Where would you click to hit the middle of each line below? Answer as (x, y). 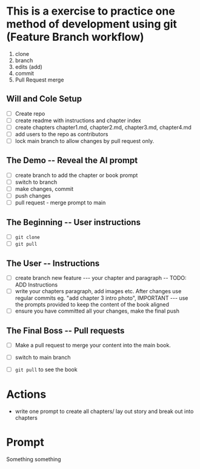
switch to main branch (43, 357)
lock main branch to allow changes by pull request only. (85, 141)
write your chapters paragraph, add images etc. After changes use (98, 291)
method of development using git (92, 24)
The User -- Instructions (53, 263)
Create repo (30, 113)
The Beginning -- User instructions (74, 222)
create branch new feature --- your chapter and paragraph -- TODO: (101, 277)
